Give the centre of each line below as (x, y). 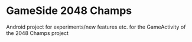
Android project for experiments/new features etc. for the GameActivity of (96, 27)
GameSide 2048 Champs (69, 11)
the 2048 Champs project (38, 33)
